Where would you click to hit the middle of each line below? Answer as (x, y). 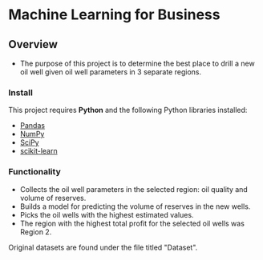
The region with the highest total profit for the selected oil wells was (132, 223)
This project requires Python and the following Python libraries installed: (128, 110)
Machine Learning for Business (114, 15)
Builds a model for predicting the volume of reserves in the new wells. (135, 206)
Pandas (32, 126)
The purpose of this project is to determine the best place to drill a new (137, 63)
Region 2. (36, 232)
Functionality (35, 172)
